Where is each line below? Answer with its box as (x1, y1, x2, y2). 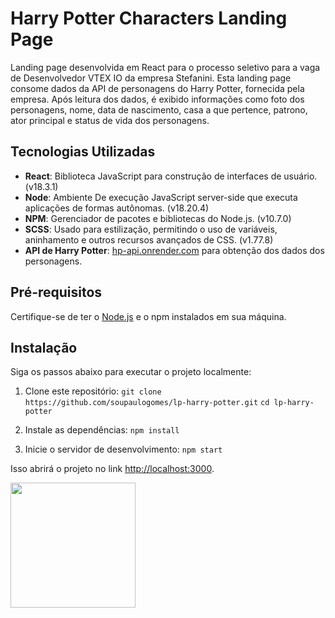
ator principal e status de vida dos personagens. (10, 114, 210, 126)
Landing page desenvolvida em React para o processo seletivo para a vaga (10, 61, 321, 73)
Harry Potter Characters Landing (10, 7, 288, 30)
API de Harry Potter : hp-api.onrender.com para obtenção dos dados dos (24, 244, 325, 256)
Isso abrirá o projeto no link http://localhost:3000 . (10, 463, 215, 475)
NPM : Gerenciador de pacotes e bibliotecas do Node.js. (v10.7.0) (24, 212, 292, 224)
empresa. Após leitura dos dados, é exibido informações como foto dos (10, 93, 305, 105)
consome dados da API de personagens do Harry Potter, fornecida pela (10, 82, 305, 94)
